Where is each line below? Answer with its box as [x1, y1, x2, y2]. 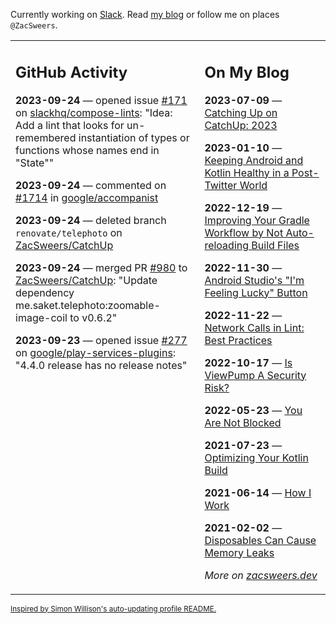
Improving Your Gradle [204, 213, 310, 227]
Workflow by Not [204, 225, 284, 239]
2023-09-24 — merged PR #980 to [15, 260, 188, 274]
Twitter [204, 178, 238, 192]
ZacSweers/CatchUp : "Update [15, 273, 158, 287]
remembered [15, 130, 77, 144]
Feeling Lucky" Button [204, 285, 308, 299]
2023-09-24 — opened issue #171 [15, 93, 188, 107]
